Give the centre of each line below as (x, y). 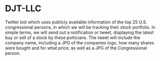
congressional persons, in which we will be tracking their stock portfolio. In (80, 27)
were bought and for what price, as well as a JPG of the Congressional (76, 48)
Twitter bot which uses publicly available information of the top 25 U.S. (76, 22)
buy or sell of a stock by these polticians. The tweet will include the (73, 38)
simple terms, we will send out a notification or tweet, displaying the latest (80, 32)
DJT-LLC (23, 9)
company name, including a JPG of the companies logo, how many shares (80, 42)
